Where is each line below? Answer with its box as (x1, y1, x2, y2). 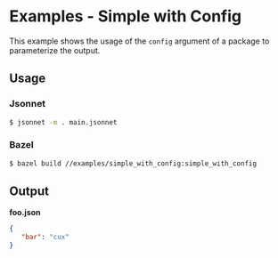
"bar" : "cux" (20, 233, 69, 242)
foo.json (9, 207, 42, 218)
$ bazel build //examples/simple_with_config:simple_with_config (9, 158, 257, 168)
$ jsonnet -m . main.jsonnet (9, 117, 118, 126)
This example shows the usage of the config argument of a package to (9, 36, 270, 46)
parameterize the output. (9, 44, 101, 55)
